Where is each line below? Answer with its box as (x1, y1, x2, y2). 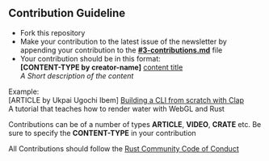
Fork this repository (19, 28, 86, 37)
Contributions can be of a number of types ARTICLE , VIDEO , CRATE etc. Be (8, 119, 262, 129)
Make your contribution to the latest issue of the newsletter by (19, 36, 228, 46)
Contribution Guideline (8, 6, 126, 20)
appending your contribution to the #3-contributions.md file (19, 44, 223, 55)
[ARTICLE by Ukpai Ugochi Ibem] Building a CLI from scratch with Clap (8, 95, 245, 104)
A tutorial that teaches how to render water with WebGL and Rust (8, 104, 225, 113)
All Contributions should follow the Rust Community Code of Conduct (8, 143, 240, 153)
